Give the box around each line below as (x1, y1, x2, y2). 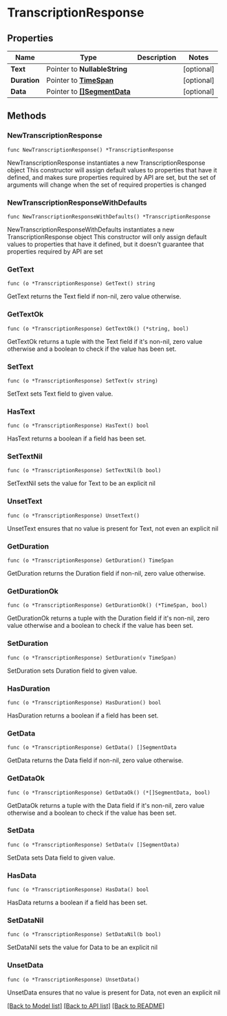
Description (137, 53, 177, 62)
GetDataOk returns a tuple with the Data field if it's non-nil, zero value (7, 801, 205, 809)
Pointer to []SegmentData (46, 87, 131, 96)
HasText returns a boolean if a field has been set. (7, 434, 147, 443)
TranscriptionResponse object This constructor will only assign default (7, 232, 207, 241)
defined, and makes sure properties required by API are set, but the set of (7, 173, 217, 181)
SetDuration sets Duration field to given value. (7, 667, 138, 675)
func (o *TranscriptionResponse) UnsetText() (7, 512, 140, 519)
